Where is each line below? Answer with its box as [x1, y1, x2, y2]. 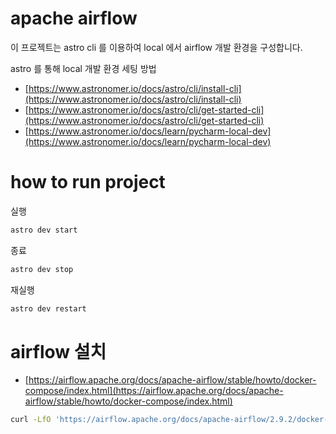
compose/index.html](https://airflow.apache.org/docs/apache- [24, 385, 284, 397]
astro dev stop [10, 264, 74, 274]
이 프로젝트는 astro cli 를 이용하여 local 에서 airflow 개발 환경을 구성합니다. [10, 41, 303, 53]
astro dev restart [10, 303, 87, 314]
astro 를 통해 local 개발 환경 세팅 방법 [10, 62, 157, 74]
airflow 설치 [10, 340, 107, 363]
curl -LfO [10, 415, 52, 425]
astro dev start [10, 225, 78, 235]
